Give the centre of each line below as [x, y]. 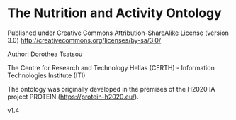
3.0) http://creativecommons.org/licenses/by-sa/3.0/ [84, 40]
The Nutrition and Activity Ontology [114, 13]
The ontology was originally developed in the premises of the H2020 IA [111, 89]
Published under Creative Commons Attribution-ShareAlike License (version [118, 33]
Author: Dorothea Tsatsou [45, 54]
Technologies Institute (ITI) [46, 75]
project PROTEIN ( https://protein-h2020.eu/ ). [73, 97]
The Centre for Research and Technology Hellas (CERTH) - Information [111, 67]
